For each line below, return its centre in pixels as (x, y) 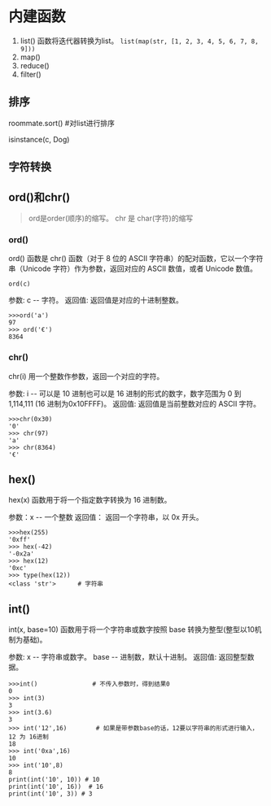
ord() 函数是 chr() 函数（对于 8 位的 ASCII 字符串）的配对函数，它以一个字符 (136, 259)
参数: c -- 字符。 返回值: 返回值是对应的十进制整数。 (96, 300)
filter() (31, 74)
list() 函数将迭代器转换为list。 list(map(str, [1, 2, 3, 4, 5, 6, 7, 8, (139, 41)
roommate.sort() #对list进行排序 (62, 123)
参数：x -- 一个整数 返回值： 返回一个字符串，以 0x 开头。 (106, 517)
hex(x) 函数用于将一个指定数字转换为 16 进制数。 (90, 500)
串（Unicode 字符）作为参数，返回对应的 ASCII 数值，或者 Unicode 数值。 (133, 268)
